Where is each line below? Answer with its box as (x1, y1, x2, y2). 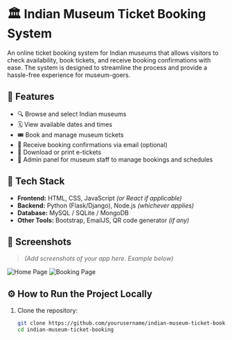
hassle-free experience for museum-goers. (7, 71, 131, 79)
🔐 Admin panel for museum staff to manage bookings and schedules (17, 155, 213, 164)
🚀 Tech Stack (7, 176, 65, 187)
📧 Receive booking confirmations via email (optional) (17, 140, 168, 148)
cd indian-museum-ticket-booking (17, 326, 114, 334)
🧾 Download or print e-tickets (17, 148, 102, 156)
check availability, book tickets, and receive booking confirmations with (7, 56, 211, 64)
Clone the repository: (17, 307, 78, 315)
